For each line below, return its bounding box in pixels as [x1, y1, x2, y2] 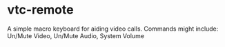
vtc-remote [7, 2, 74, 18]
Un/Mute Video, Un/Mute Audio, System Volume [7, 31, 145, 40]
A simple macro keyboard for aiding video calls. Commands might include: [7, 25, 219, 33]
